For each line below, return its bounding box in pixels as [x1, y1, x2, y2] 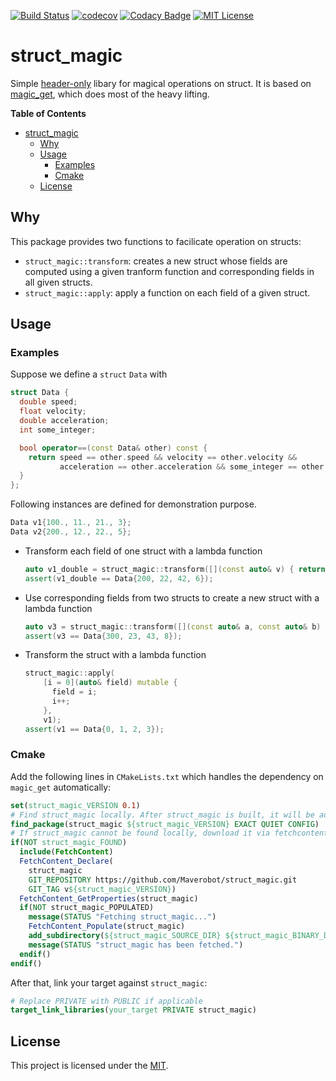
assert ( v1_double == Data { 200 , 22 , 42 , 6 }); [24, 573, 214, 584]
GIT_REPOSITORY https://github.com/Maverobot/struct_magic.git [28, 875, 298, 885]
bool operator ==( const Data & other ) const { [19, 443, 208, 453]
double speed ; [19, 397, 78, 407]
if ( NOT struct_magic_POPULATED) [19, 903, 155, 913]
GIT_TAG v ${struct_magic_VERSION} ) [28, 884, 177, 894]
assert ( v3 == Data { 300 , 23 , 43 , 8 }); [24, 631, 183, 641]
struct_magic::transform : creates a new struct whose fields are [24, 255, 288, 267]
